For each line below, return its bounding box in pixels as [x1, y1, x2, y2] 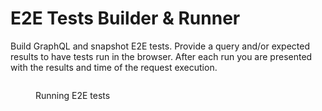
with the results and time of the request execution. [10, 61, 218, 73]
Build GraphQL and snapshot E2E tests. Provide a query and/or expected [10, 40, 311, 52]
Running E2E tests [35, 89, 111, 101]
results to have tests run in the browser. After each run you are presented [10, 50, 313, 62]
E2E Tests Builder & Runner [10, 7, 241, 30]
